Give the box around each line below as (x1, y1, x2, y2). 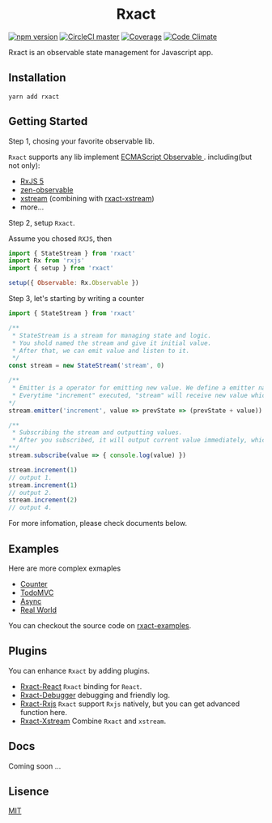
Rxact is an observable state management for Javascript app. (8, 47, 214, 57)
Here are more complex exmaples (8, 563, 121, 573)
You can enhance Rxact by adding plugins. (8, 666, 151, 675)
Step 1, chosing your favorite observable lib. (8, 136, 155, 146)
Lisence (8, 785, 49, 799)
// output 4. (8, 504, 53, 512)
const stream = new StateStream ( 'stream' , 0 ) (8, 362, 164, 370)
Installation (8, 71, 66, 85)
